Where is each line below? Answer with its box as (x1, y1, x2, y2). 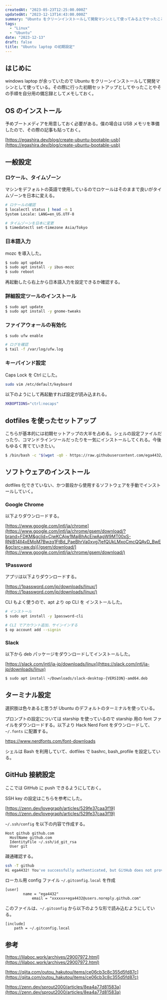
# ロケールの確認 (5, 202, 36, 207)
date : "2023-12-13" (5, 35, 46, 40)
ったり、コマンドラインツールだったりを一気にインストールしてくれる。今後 (5, 437, 162, 443)
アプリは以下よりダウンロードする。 (5, 573, 80, 580)
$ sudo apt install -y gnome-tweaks (5, 309, 81, 314)
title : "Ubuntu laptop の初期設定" (5, 44, 76, 49)
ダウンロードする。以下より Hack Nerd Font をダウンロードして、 (18, 722, 153, 728)
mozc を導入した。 (5, 250, 44, 256)
